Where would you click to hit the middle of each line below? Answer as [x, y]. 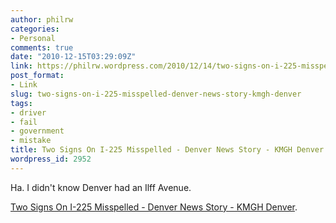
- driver [28, 112]
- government [37, 131]
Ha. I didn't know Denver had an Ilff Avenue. [101, 187]
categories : [35, 29]
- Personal [33, 38]
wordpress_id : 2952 [51, 159]
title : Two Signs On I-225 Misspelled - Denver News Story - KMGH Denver [167, 150]
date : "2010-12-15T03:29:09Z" [73, 57]
